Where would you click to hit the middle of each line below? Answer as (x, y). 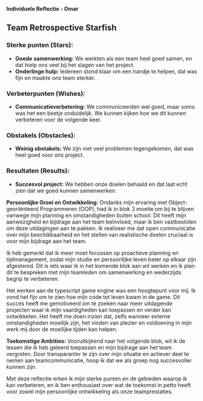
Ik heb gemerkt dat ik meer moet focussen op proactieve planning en (92, 253)
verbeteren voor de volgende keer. (58, 119)
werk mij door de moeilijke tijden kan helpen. (62, 329)
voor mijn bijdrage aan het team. (47, 241)
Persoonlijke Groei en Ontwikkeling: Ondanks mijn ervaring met (87, 202)
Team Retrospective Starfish (62, 28)
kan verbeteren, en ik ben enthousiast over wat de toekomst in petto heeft (98, 385)
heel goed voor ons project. (50, 155)
